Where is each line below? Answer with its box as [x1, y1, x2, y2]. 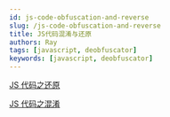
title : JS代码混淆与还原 [9, 29, 92, 38]
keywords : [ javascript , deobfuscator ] [9, 54, 153, 63]
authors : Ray [9, 37, 58, 47]
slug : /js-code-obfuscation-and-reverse [9, 21, 162, 30]
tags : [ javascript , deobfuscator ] [9, 46, 138, 55]
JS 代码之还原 [9, 80, 61, 90]
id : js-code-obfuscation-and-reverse [9, 12, 150, 22]
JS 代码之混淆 [9, 98, 61, 109]
